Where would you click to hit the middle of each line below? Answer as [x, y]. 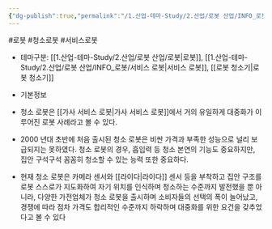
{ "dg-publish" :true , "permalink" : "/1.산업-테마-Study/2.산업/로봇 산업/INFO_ [132, 16]
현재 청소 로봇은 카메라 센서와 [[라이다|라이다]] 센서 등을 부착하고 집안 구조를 [141, 176]
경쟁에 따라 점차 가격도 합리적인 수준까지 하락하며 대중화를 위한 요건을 [130, 206]
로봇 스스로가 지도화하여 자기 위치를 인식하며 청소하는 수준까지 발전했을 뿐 [137, 186]
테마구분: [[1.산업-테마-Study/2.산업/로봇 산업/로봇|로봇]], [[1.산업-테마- [134, 57]
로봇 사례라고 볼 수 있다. [79, 121]
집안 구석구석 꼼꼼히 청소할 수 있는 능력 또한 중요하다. [104, 159]
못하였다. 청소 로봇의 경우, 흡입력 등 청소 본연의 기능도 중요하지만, [152, 149]
